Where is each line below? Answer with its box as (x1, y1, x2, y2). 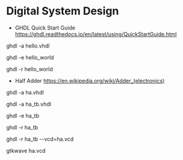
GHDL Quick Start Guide (14, 24, 75, 31)
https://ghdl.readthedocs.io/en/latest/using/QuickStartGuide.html (14, 30, 177, 37)
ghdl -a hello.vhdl (6, 42, 50, 49)
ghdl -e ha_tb (6, 112, 39, 119)
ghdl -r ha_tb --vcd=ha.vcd (6, 135, 74, 143)
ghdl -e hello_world (6, 54, 54, 61)
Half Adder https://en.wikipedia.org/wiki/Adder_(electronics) (14, 77, 165, 84)
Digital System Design (6, 4, 119, 18)
